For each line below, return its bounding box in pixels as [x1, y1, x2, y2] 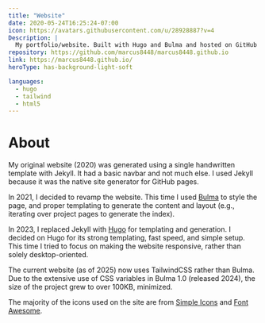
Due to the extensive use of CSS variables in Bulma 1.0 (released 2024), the [8, 274, 255, 283]
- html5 [15, 100, 41, 108]
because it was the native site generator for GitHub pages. [8, 177, 200, 186]
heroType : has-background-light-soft [8, 63, 133, 71]
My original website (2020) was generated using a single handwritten [8, 160, 236, 170]
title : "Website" [8, 11, 66, 20]
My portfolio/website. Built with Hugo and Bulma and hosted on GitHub [15, 41, 258, 49]
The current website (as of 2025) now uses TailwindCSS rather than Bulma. [8, 265, 255, 275]
